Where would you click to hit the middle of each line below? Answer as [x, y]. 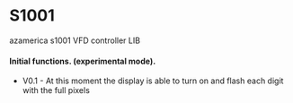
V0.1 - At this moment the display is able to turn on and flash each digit [153, 81]
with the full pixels [56, 90]
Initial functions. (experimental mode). [83, 61]
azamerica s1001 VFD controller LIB [75, 40]
